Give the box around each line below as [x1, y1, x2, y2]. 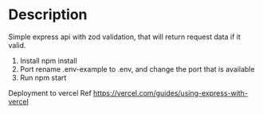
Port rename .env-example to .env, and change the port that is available [19, 64, 255, 73]
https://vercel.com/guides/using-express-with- [92, 88, 249, 97]
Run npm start [19, 73, 67, 82]
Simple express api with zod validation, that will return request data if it [8, 32, 241, 41]
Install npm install [19, 56, 77, 65]
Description [8, 6, 88, 24]
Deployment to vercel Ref [8, 88, 92, 97]
